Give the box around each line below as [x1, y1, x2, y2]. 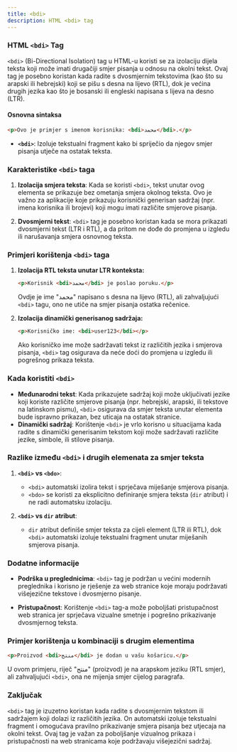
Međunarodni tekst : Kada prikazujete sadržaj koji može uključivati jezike [17, 390, 231, 398]
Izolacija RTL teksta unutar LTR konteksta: [17, 266, 145, 274]
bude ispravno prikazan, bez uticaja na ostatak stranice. [17, 412, 182, 421]
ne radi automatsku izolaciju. [28, 498, 112, 506]
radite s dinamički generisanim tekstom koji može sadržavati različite [17, 427, 219, 436]
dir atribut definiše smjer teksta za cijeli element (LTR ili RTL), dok [28, 525, 222, 534]
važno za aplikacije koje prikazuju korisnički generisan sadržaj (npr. [17, 196, 215, 205]
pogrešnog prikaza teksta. [17, 356, 94, 365]
